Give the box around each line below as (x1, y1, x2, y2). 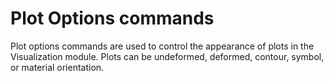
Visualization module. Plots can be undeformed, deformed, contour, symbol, (10, 50, 325, 62)
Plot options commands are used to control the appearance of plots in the (10, 40, 315, 52)
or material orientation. (10, 61, 105, 73)
